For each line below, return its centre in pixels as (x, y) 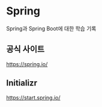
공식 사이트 (25, 49)
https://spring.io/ (27, 64)
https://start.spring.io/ (34, 97)
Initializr (22, 83)
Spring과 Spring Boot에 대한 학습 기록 (51, 28)
